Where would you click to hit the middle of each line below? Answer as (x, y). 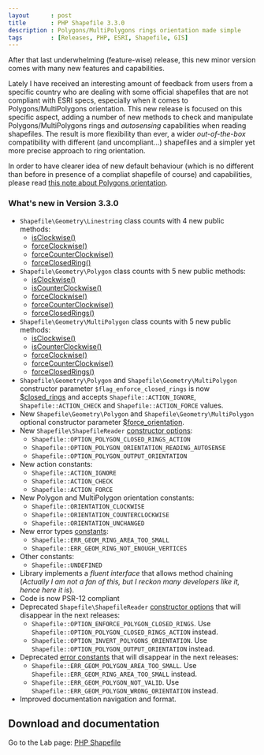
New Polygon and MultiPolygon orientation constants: (107, 498)
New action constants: (56, 464)
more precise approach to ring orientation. (77, 151)
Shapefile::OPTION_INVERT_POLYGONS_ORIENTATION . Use (119, 640)
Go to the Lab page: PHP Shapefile (65, 742)
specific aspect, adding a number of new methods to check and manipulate (131, 117)
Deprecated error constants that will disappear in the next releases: (129, 657)
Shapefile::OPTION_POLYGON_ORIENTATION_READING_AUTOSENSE (128, 448)
